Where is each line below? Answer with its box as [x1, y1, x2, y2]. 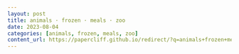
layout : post [7, 10, 46, 18]
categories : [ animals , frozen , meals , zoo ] [7, 29, 139, 37]
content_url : [7, 36, 46, 43]
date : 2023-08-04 [7, 23, 59, 30]
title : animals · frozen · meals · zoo [7, 17, 126, 24]
